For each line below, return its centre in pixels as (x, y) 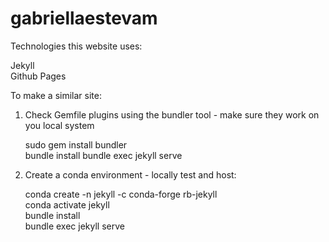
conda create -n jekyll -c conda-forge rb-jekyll (121, 194)
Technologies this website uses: (76, 46)
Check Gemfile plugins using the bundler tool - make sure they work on (172, 114)
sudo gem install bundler (76, 144)
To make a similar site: (56, 95)
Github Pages (38, 76)
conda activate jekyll (67, 204)
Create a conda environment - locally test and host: (130, 174)
